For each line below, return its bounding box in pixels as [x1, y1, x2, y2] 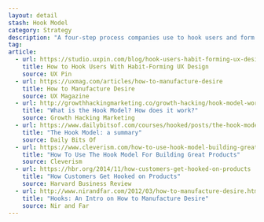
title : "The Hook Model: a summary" [22, 128, 143, 136]
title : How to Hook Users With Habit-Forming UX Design [22, 63, 210, 71]
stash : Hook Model [8, 19, 68, 27]
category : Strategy [8, 26, 72, 34]
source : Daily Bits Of [22, 135, 97, 144]
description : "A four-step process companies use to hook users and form [8, 33, 255, 42]
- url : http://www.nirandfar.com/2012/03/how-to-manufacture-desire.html [15, 187, 262, 195]
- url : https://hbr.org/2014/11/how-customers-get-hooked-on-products [15, 165, 251, 173]
